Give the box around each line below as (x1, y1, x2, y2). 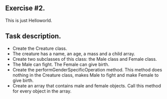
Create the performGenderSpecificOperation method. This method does (12, 66, 162, 72)
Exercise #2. (5, 4, 45, 13)
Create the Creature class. (12, 45, 67, 51)
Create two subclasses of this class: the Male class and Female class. (12, 56, 157, 62)
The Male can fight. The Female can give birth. (12, 61, 110, 67)
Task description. (5, 32, 61, 41)
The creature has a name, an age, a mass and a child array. (12, 50, 136, 57)
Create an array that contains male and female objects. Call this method (12, 82, 161, 88)
